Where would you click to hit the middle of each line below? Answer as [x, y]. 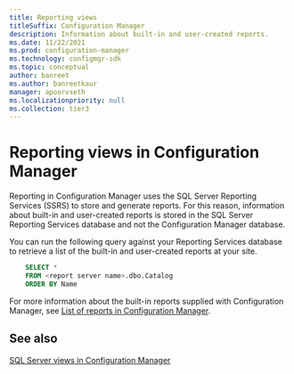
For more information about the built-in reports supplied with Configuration [147, 301]
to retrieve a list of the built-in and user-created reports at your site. [133, 251]
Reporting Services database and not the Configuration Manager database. [147, 224]
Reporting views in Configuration [135, 153]
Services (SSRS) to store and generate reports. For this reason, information [147, 206]
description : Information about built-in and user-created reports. [139, 34]
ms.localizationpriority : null [67, 100]
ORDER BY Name [51, 284]
